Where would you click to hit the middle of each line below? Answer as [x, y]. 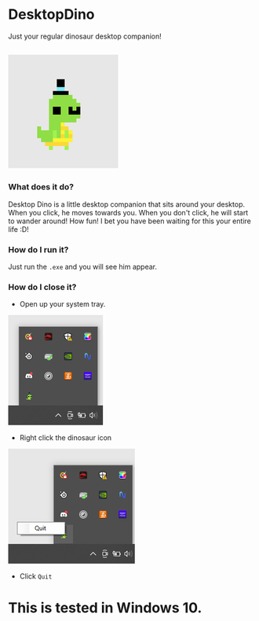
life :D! [18, 229]
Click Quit [36, 576]
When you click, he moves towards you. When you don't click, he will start [128, 212]
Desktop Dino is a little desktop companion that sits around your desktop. [127, 204]
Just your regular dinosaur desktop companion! [85, 36]
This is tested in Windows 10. [105, 608]
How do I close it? [42, 287]
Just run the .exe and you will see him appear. [83, 266]
